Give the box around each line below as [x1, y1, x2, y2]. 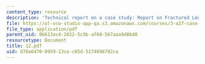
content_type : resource [6, 9, 67, 15]
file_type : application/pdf [6, 26, 78, 32]
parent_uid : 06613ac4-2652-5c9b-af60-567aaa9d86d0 [6, 32, 138, 38]
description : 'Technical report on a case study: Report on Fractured [6, 15, 190, 21]
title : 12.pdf [6, 43, 43, 49]
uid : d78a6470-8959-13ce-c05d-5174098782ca [6, 49, 119, 55]
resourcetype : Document [6, 37, 67, 43]
